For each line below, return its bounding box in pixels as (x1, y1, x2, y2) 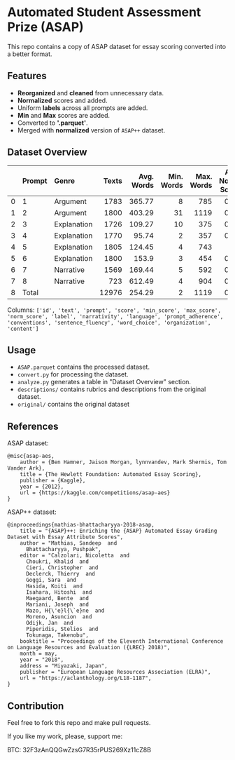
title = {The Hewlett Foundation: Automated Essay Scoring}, (20, 471, 201, 478)
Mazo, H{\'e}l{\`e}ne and (25, 607, 105, 614)
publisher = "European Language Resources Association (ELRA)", (20, 669, 211, 676)
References (7, 420, 59, 432)
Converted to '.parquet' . (17, 118, 89, 127)
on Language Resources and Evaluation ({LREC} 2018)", (7, 644, 171, 651)
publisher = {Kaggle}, (20, 477, 86, 484)
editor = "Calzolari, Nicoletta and (20, 552, 130, 559)
